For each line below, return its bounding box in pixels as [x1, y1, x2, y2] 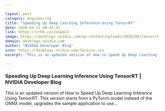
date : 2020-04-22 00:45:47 [5, 25, 60, 30]
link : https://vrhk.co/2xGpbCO [5, 30, 69, 35]
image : [5, 34, 19, 39]
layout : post [5, 11, 32, 16]
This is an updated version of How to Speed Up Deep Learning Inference [5, 90, 152, 96]
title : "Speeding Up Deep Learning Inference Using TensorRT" [5, 21, 135, 25]
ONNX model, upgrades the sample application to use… [5, 100, 118, 106]
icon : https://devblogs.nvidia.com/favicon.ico [5, 47, 105, 53]
